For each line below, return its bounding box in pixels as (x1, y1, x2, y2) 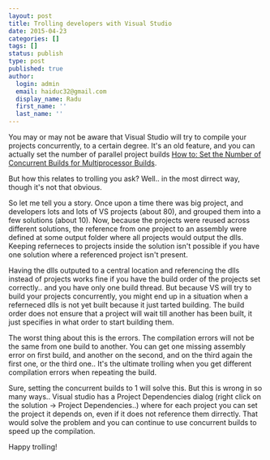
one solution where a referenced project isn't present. (8, 250, 188, 260)
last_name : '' (15, 110, 63, 118)
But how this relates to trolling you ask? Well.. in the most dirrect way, (8, 174, 241, 183)
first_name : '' (15, 102, 67, 110)
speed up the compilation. (8, 427, 96, 436)
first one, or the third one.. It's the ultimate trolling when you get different (8, 359, 252, 368)
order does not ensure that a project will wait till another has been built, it (8, 309, 253, 318)
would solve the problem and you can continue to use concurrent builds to (8, 418, 257, 427)
